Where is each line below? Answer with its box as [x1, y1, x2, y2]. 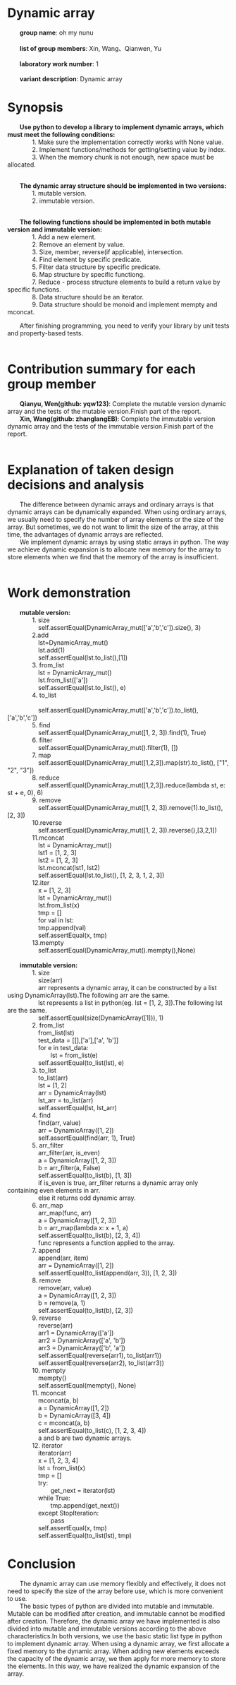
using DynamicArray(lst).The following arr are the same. [7, 991, 170, 999]
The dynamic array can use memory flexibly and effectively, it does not [20, 1579, 226, 1588]
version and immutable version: [7, 225, 102, 234]
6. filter [32, 736, 53, 744]
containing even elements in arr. [7, 1186, 101, 1194]
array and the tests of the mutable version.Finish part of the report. [7, 407, 201, 415]
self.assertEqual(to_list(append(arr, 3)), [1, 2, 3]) [38, 1268, 178, 1277]
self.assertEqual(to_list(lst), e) [38, 1058, 125, 1067]
